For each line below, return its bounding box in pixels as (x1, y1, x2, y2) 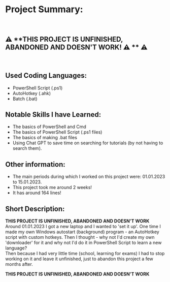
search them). (12, 145, 42, 151)
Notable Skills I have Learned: (5, 110, 101, 119)
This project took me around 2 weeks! (12, 184, 92, 191)
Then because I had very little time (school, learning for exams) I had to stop (5, 250, 165, 256)
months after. (5, 261, 33, 267)
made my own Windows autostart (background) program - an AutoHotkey (5, 229, 160, 235)
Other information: (5, 160, 65, 169)
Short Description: (5, 204, 65, 213)
